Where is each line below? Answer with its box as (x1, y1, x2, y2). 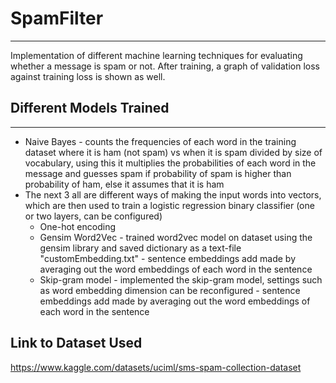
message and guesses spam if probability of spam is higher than (24, 167, 292, 179)
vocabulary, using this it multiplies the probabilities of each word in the (24, 157, 317, 169)
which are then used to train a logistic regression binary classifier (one (24, 199, 315, 211)
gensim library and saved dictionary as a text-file (39, 242, 242, 254)
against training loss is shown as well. (10, 70, 166, 82)
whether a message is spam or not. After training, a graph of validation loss (10, 60, 320, 72)
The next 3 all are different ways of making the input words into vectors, (24, 188, 322, 201)
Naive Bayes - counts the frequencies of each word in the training (24, 135, 297, 147)
